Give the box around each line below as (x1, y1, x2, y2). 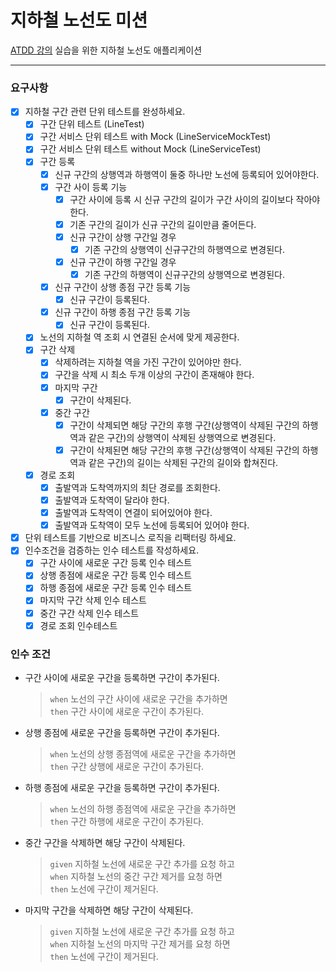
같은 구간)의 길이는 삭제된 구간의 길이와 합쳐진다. (88, 456, 279, 468)
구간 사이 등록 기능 (54, 181, 128, 193)
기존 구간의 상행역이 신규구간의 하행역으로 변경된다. (84, 243, 285, 255)
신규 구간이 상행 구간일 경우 (69, 231, 177, 243)
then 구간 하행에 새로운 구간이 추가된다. (49, 815, 205, 827)
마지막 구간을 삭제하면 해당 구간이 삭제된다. (24, 904, 194, 916)
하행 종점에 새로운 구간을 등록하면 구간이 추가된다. (24, 781, 220, 793)
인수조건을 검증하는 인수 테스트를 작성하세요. (24, 544, 200, 556)
